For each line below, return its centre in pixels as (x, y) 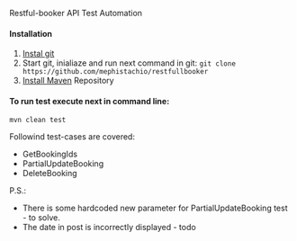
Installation (31, 33)
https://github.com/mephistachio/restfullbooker (115, 72)
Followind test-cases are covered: (72, 137)
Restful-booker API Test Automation (76, 13)
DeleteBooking (50, 174)
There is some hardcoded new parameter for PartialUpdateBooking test (155, 208)
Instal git (38, 54)
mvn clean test (38, 120)
